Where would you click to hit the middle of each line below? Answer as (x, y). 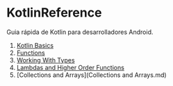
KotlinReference (54, 13)
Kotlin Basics (35, 45)
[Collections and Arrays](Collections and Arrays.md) (92, 75)
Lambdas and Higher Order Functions (70, 67)
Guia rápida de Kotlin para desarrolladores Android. (80, 32)
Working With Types (46, 60)
